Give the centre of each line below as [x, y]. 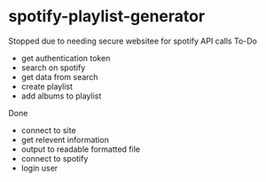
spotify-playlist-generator [107, 16]
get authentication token [66, 58]
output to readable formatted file [81, 149]
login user [39, 168]
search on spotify [53, 67]
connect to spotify [55, 158]
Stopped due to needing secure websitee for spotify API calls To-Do [133, 41]
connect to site [48, 130]
